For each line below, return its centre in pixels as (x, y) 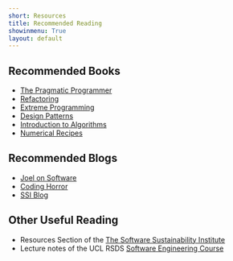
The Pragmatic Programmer (66, 90)
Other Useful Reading (63, 220)
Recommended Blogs (63, 158)
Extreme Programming (57, 108)
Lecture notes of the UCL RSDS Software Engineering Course (122, 248)
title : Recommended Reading (55, 23)
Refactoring (39, 99)
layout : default (35, 38)
